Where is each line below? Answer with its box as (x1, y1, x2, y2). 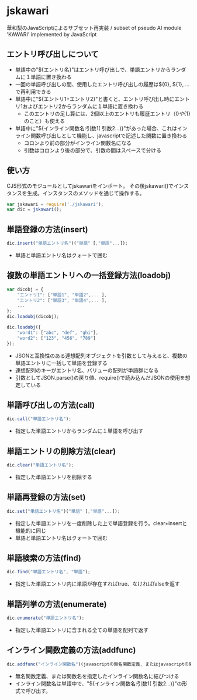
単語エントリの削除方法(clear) (6, 446, 116, 456)
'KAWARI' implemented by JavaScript (6, 31, 97, 38)
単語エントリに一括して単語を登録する (15, 359, 108, 366)
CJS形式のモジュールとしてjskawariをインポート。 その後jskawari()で (6, 182, 174, 189)
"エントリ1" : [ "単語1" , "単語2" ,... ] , (17, 292, 108, 297)
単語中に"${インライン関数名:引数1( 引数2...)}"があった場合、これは (15, 124, 178, 131)
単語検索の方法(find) (6, 553, 81, 563)
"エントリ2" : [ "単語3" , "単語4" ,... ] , (17, 297, 108, 303)
